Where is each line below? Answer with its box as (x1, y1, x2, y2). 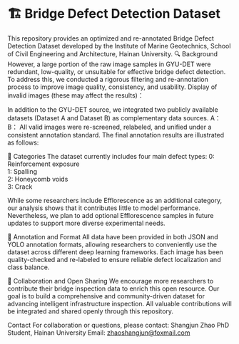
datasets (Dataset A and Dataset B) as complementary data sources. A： (7, 113, 221, 122)
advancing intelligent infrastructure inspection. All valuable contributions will (7, 299, 232, 308)
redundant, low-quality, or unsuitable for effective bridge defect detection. (7, 67, 226, 75)
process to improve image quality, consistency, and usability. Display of (7, 83, 218, 91)
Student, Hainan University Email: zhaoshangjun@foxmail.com (7, 328, 190, 337)
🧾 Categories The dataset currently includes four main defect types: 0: (7, 152, 215, 160)
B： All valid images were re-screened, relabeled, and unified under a (7, 123, 212, 131)
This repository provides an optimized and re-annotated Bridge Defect (7, 33, 214, 43)
